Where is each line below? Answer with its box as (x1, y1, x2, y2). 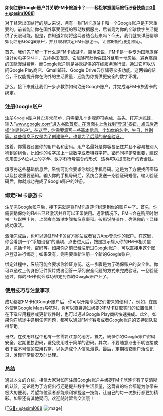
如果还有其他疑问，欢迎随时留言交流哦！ (13, 396, 95, 401)
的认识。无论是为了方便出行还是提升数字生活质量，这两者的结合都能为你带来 (5, 383, 158, 389)
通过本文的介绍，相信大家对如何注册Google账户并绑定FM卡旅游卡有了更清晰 (5, 377, 158, 383)
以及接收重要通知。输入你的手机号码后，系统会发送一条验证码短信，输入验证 (5, 173, 158, 178)
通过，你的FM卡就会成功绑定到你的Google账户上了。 (5, 273, 111, 279)
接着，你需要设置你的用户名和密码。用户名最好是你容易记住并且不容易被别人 (5, 144, 158, 150)
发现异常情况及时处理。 (13, 352, 61, 357)
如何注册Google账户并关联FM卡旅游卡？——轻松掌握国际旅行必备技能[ (5, 5, 147, 10)
